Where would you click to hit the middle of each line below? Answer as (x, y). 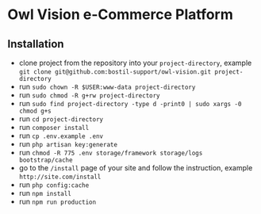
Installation (36, 44)
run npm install (45, 193)
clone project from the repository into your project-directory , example (135, 63)
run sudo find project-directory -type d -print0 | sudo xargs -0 (130, 103)
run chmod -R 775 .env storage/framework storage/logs (111, 153)
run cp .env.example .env (61, 136)
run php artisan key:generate (68, 144)
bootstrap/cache (46, 160)
